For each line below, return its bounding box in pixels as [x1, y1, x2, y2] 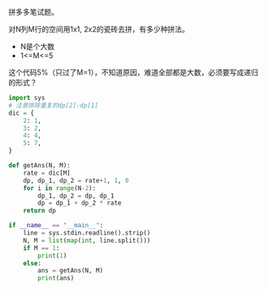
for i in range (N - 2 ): [23, 184, 96, 193]
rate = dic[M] [23, 169, 71, 177]
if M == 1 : [23, 244, 60, 252]
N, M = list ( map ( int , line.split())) [23, 236, 151, 245]
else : [23, 259, 42, 267]
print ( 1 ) [37, 251, 68, 260]
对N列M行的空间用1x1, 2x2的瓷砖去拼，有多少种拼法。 [8, 24, 190, 34]
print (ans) [37, 275, 75, 283]
